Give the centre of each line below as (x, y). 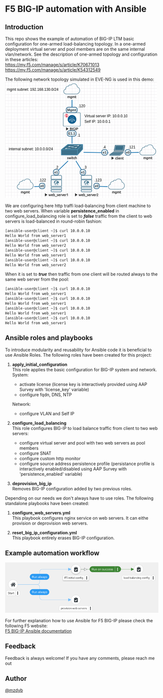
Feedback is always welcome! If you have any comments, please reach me (80, 658)
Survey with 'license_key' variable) (54, 389)
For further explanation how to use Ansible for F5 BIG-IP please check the (79, 620)
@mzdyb (14, 690)
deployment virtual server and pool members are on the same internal (75, 49)
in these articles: (22, 59)
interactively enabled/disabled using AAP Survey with (73, 469)
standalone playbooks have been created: (47, 503)
